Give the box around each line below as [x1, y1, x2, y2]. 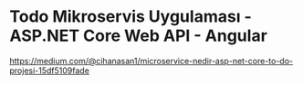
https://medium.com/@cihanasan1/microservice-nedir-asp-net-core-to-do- [9, 55, 294, 66]
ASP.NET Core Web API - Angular [9, 25, 267, 46]
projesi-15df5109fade [9, 65, 89, 76]
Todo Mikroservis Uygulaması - [9, 6, 253, 27]
